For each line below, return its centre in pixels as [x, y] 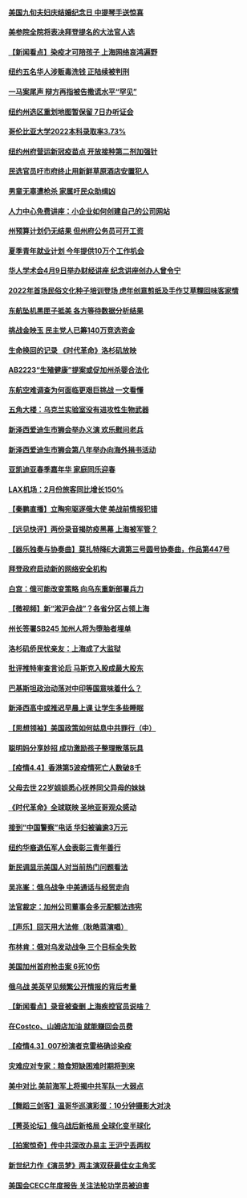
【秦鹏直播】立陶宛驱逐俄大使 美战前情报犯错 [83, 509]
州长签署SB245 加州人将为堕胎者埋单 [70, 628]
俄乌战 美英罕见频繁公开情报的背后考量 [73, 986]
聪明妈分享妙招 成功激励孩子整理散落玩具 [76, 748]
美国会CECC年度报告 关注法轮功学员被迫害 [79, 1185]
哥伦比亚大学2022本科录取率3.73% [67, 132]
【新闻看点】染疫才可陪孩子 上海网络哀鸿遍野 [83, 51]
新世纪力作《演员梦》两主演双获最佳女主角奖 [82, 1166]
